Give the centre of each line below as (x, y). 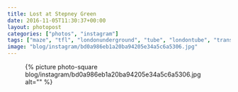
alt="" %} (39, 82)
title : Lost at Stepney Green (52, 14)
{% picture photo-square (61, 67)
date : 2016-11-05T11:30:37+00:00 (57, 21)
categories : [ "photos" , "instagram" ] (63, 34)
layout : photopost (34, 27)
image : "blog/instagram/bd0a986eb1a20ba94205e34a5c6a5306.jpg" (103, 47)
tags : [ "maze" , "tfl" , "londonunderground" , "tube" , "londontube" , (109, 40)
